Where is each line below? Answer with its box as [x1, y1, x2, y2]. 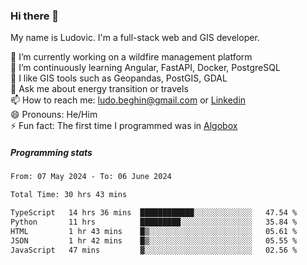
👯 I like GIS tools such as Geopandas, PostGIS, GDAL [10, 72, 228, 84]
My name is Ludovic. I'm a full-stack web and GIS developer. [10, 32, 260, 44]
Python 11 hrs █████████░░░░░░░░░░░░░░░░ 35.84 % [10, 217, 298, 227]
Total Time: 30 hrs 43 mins [10, 190, 128, 200]
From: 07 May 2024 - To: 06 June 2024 [10, 172, 172, 182]
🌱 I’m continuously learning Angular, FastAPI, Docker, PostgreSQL [10, 62, 281, 74]
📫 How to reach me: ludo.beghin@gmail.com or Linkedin [10, 94, 247, 106]
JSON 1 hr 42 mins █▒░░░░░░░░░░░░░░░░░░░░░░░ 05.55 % [10, 235, 298, 246]
